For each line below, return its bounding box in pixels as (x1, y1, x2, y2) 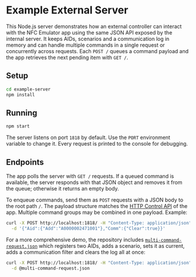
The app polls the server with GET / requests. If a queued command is (6, 173, 174, 179)
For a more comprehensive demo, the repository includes (6, 236, 144, 243)
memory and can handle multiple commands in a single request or (6, 41, 165, 49)
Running (6, 108, 38, 117)
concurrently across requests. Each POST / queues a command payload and (6, 47, 188, 54)
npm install (6, 92, 35, 98)
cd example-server (6, 86, 51, 92)
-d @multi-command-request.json (11, 265, 90, 271)
